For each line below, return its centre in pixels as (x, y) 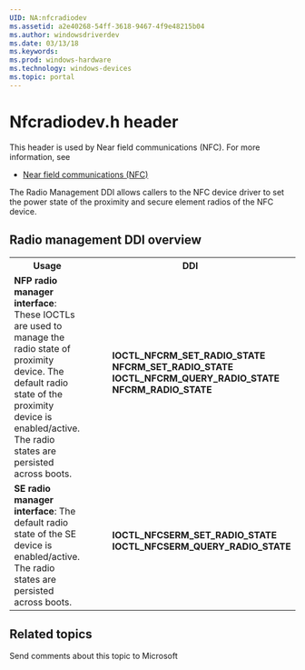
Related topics (51, 634)
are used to (38, 325)
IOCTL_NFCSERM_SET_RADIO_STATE (194, 535)
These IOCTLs (44, 315)
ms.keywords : (34, 52)
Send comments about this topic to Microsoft (94, 656)
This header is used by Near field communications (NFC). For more (135, 147)
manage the (39, 337)
